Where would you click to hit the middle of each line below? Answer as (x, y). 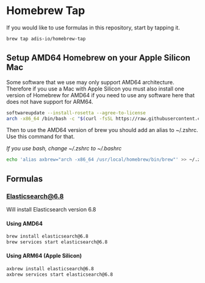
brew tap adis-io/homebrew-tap (46, 39)
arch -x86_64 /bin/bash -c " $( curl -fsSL (60, 119)
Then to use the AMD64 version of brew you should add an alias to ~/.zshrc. (102, 130)
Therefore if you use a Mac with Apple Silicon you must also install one (95, 89)
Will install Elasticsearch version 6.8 (51, 209)
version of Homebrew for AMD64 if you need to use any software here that (101, 95)
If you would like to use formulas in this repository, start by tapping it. (93, 28)
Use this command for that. (41, 137)
